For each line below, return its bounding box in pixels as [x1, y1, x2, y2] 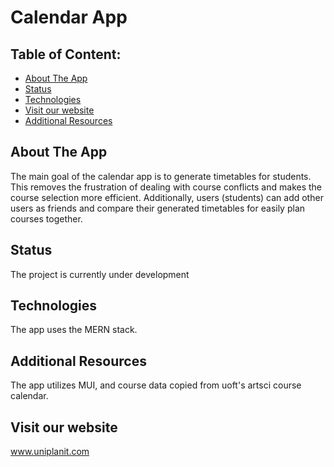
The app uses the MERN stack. [10, 324, 138, 336]
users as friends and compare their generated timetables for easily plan [10, 202, 306, 214]
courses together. [10, 212, 83, 225]
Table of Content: [10, 46, 122, 63]
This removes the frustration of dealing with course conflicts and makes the [10, 181, 323, 193]
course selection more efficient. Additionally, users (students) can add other [10, 191, 324, 203]
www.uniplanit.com [10, 446, 90, 458]
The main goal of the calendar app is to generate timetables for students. [10, 170, 312, 182]
